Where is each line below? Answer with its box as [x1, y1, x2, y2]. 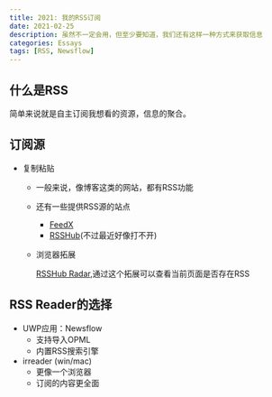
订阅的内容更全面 [35, 377, 100, 388]
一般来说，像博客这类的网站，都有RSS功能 [35, 181, 194, 192]
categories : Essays [9, 38, 83, 48]
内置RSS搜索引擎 [35, 345, 99, 356]
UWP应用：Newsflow [22, 322, 103, 334]
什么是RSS [9, 82, 69, 97]
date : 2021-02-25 [9, 22, 75, 31]
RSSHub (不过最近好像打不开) [49, 229, 158, 240]
